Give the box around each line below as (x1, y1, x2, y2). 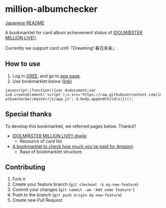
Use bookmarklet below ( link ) (12, 78, 73, 84)
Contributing (5, 163, 45, 171)
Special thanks (5, 110, 52, 119)
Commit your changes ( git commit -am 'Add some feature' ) (12, 187, 135, 193)
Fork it (12, 176, 26, 182)
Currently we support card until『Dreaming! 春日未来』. (5, 45, 119, 51)
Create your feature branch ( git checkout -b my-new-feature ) (12, 181, 139, 187)
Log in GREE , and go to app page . (12, 73, 82, 79)
